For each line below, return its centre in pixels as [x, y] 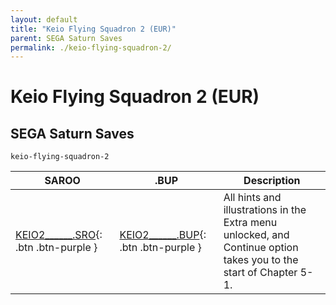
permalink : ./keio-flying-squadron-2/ [91, 47]
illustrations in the [265, 210]
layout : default [44, 19]
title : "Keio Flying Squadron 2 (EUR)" [93, 29]
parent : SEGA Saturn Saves [66, 38]
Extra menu [250, 223]
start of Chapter [260, 273]
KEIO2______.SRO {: [59, 235]
